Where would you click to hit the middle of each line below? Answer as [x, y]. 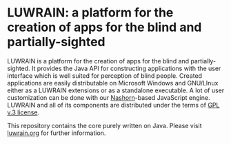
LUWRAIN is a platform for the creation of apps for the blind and [98, 61]
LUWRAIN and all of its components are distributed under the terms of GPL [113, 105]
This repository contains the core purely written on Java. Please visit [104, 125]
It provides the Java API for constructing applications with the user [126, 68]
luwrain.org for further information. [57, 133]
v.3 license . [23, 112]
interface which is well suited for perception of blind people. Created [104, 75]
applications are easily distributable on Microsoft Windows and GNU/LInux [113, 83]
